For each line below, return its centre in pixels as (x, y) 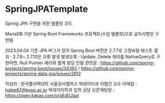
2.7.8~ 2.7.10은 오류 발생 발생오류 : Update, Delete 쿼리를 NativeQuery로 (84, 56)
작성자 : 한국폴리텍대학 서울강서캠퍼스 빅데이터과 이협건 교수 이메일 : (71, 84)
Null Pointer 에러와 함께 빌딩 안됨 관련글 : (60, 63)
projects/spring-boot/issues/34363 (41, 68)
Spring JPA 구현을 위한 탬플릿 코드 (39, 23)
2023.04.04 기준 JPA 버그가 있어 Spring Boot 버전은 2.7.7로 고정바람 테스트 (79, 50)
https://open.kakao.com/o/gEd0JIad (42, 95)
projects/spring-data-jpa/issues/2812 (43, 73)
